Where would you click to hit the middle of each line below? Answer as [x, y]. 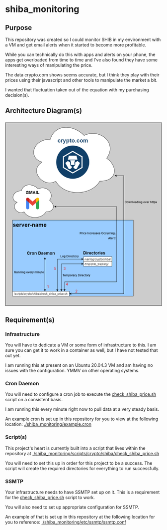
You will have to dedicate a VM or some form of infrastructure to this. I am [81, 345]
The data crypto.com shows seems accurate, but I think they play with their [82, 75]
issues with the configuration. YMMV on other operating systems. [72, 370]
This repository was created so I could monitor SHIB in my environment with [83, 39]
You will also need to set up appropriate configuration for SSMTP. [72, 507]
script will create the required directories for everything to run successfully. [83, 468]
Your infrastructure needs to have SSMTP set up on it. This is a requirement [83, 492]
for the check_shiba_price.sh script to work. [50, 497]
